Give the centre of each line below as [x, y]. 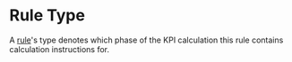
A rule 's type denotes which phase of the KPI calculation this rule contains [146, 40]
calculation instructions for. [60, 49]
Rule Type [47, 15]
